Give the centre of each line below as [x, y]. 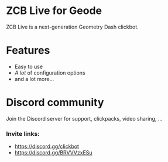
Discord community [55, 103]
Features [28, 50]
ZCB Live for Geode [54, 11]
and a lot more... [34, 79]
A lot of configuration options [50, 73]
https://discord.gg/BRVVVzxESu [53, 153]
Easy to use [28, 66]
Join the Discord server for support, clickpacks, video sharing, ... [84, 118]
